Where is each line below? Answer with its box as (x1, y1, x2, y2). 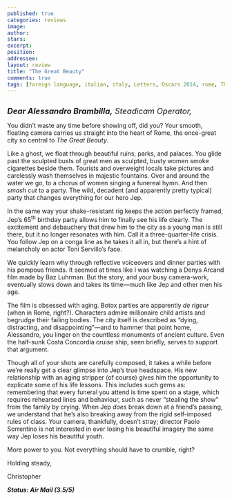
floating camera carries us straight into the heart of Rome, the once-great (7, 129, 217, 137)
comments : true (7, 74, 51, 82)
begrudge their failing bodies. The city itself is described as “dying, (7, 315, 198, 324)
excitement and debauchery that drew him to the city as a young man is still (7, 223, 222, 231)
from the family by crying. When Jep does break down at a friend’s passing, (7, 402, 223, 411)
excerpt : (7, 42, 32, 49)
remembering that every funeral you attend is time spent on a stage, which (7, 388, 220, 396)
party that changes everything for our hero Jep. (7, 194, 143, 202)
